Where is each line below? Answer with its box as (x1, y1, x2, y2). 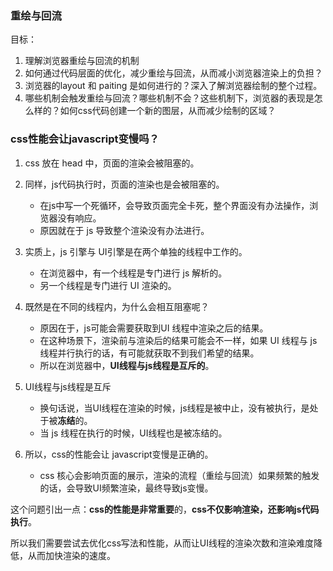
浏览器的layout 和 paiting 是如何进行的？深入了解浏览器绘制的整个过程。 (24, 80, 323, 92)
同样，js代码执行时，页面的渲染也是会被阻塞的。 (24, 178, 225, 190)
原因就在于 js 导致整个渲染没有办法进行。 (39, 224, 210, 236)
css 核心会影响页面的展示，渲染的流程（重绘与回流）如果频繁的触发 (39, 469, 320, 481)
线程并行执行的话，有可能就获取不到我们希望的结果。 (39, 347, 260, 359)
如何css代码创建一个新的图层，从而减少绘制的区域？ (59, 105, 277, 117)
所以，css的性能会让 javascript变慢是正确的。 (24, 448, 214, 460)
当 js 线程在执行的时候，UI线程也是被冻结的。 (39, 427, 228, 439)
